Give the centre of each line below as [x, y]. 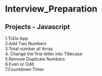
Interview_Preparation [51, 9]
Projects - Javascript [38, 27]
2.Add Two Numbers [26, 44]
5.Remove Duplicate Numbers [35, 59]
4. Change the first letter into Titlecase [44, 54]
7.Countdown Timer [25, 69]
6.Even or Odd [20, 64]
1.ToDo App [17, 38]
